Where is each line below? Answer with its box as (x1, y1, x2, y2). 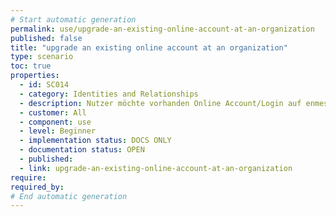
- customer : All (19, 107, 87, 118)
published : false (10, 33, 83, 43)
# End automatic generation (10, 191, 128, 201)
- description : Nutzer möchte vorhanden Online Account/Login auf (19, 98, 302, 108)
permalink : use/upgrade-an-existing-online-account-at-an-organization (10, 24, 315, 34)
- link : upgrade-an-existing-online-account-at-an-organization (19, 163, 293, 173)
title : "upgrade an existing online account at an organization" (10, 42, 288, 53)
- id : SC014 (19, 80, 70, 90)
